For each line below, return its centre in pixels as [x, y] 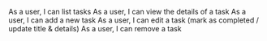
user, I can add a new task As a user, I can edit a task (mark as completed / [134, 20]
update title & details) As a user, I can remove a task [95, 29]
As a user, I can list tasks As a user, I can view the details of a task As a [127, 12]
